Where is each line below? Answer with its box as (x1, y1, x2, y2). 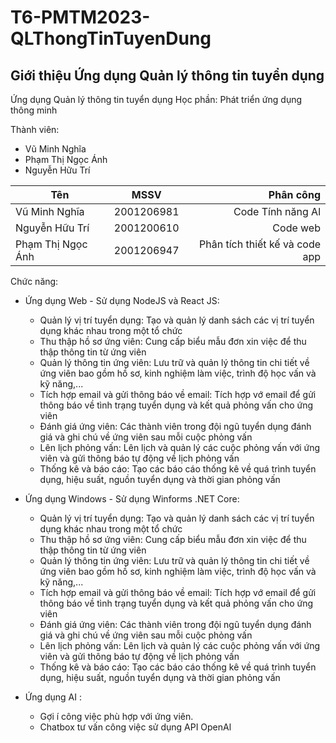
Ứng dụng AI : (24, 691, 83, 703)
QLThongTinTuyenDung (10, 27, 212, 50)
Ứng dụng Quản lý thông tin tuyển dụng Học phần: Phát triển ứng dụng (10, 94, 303, 105)
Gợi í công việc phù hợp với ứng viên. (39, 711, 194, 722)
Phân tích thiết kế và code (199, 237, 321, 251)
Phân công (268, 188, 321, 201)
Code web (272, 221, 321, 235)
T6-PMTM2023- (10, 6, 151, 29)
